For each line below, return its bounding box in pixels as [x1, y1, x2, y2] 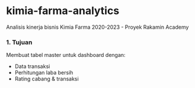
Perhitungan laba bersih [14, 69, 73, 76]
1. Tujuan [6, 38, 33, 46]
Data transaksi [14, 63, 50, 70]
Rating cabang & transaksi [14, 75, 79, 83]
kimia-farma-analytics [6, 4, 120, 18]
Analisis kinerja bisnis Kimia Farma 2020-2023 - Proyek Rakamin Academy [6, 23, 189, 31]
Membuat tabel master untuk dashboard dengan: [6, 52, 126, 59]
